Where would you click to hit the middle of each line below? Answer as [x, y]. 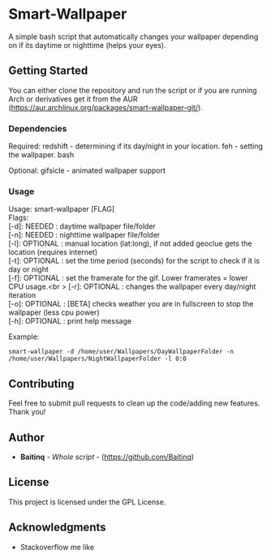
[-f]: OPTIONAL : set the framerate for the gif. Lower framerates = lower [128, 278]
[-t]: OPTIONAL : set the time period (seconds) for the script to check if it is [134, 261]
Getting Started [48, 71]
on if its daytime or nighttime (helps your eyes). [87, 45]
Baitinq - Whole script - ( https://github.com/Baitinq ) [107, 457]
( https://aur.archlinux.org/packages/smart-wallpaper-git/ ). [105, 107]
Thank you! [27, 412]
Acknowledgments [58, 528]
